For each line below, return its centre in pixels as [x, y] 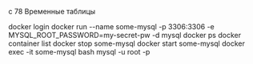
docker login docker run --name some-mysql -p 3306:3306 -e [111, 26]
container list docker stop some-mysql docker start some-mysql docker [127, 43]
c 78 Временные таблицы [52, 11]
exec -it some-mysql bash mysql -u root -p [79, 52]
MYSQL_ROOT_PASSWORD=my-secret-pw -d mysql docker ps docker [125, 35]
